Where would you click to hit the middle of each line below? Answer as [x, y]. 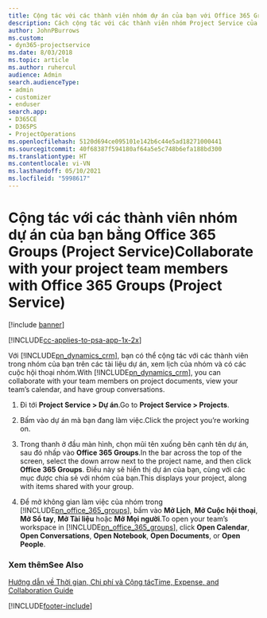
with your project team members [118, 269]
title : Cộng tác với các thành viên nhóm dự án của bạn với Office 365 [129, 16]
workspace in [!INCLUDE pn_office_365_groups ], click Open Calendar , [135, 527]
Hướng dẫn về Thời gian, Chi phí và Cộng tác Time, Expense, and [114, 582]
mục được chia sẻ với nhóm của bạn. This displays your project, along [133, 478]
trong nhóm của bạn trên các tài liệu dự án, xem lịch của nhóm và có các [127, 364]
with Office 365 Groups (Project [115, 286]
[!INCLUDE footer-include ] [50, 606]
